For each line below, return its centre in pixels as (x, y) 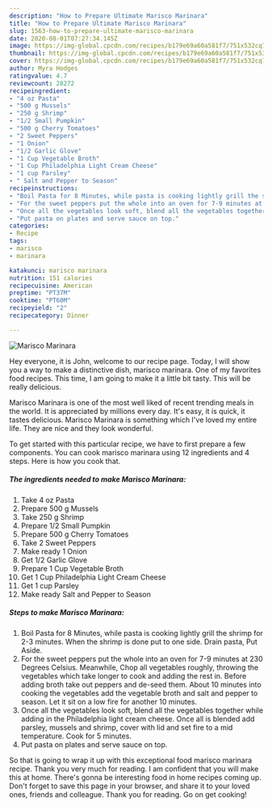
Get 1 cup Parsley (50, 585)
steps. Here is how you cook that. (65, 461)
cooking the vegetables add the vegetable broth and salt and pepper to (139, 693)
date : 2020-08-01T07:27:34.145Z (63, 38)
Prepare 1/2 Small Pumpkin (66, 525)
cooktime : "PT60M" (40, 301)
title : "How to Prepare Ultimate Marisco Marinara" (98, 23)
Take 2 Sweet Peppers (58, 542)
